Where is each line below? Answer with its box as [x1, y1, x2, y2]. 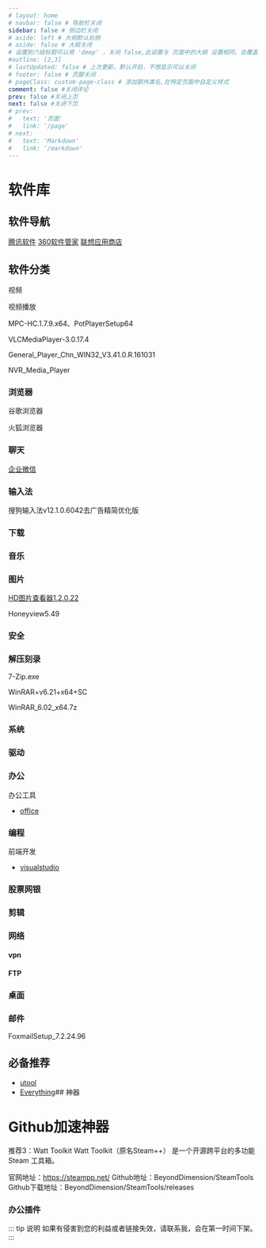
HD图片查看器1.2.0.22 [8, 593, 79, 603]
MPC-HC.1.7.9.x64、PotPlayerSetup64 [8, 319, 134, 329]
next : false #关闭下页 [8, 100, 78, 108]
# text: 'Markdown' [8, 136, 80, 145]
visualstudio [19, 862, 59, 872]
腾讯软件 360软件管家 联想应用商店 [8, 237, 123, 246]
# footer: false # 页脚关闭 [8, 71, 97, 78]
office [19, 806, 40, 815]
